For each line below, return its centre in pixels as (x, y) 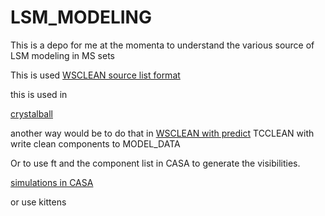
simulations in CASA (52, 182)
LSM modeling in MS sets (63, 55)
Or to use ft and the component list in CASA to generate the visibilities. (155, 163)
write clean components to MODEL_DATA (95, 143)
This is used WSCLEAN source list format (95, 75)
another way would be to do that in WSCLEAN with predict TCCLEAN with (162, 133)
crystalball (31, 113)
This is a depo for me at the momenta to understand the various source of (162, 45)
